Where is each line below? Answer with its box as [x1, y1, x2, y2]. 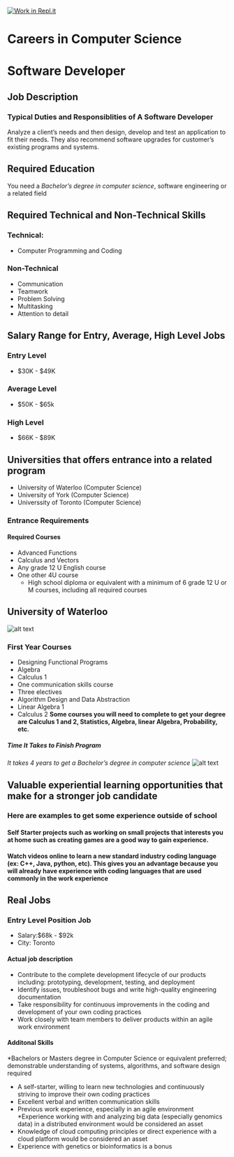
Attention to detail [17, 309, 69, 318]
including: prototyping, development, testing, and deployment [17, 978, 196, 986]
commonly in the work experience [7, 874, 108, 882]
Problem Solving [17, 294, 65, 303]
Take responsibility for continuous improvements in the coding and [17, 1000, 210, 1009]
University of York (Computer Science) [17, 490, 129, 499]
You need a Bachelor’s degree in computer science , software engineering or [7, 181, 227, 190]
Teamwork [17, 287, 48, 296]
